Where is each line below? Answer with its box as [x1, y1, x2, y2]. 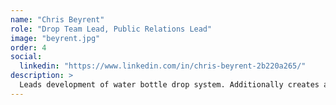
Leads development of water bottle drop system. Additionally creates [19, 80, 320, 90]
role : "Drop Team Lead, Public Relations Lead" [10, 24, 213, 34]
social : [10, 52, 43, 62]
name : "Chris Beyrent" [10, 14, 105, 25]
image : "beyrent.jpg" [10, 33, 101, 43]
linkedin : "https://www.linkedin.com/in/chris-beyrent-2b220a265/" [19, 61, 307, 71]
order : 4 [10, 42, 47, 53]
